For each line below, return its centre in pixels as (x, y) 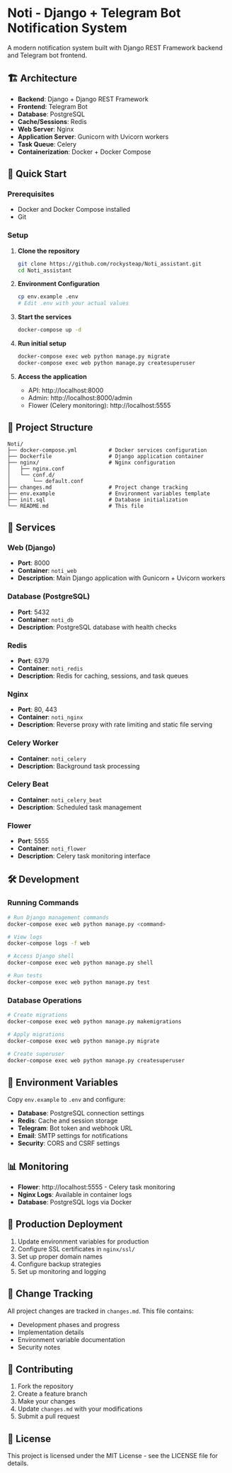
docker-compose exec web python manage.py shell (80, 963)
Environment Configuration (59, 284)
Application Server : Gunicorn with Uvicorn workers (93, 137)
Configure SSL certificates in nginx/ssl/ (76, 1249)
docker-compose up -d (49, 330)
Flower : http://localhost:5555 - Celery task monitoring (96, 1187)
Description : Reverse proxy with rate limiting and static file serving (115, 724)
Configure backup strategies (59, 1264)
